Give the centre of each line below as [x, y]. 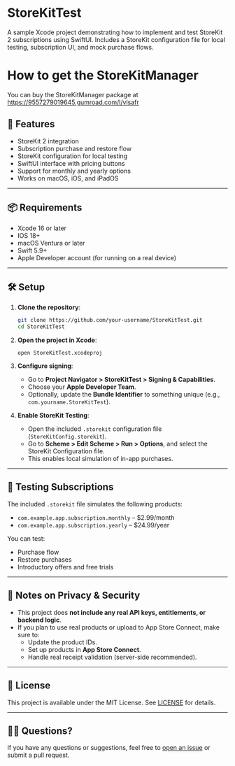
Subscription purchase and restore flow [74, 148]
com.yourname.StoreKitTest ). [69, 402]
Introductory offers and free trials [65, 567]
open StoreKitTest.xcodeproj [60, 353]
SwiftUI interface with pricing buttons [71, 163]
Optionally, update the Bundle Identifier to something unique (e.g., [124, 395]
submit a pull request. [38, 755]
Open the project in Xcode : [57, 340]
